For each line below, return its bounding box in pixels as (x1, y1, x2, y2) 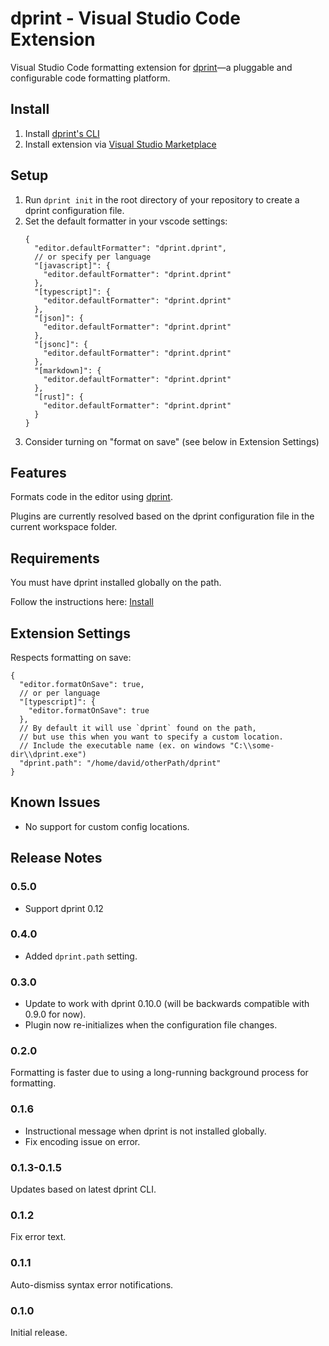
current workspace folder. (10, 521, 118, 533)
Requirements (10, 550, 100, 567)
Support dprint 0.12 (24, 902, 104, 914)
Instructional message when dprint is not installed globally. (24, 1125, 267, 1137)
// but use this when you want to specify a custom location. (19, 732, 284, 742)
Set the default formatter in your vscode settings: (24, 215, 228, 227)
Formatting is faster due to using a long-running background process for (10, 1067, 309, 1079)
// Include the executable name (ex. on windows (19, 741, 226, 751)
